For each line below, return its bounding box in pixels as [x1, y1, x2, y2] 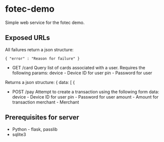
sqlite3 [12, 131, 26, 137]
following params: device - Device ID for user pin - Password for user [12, 70, 153, 76]
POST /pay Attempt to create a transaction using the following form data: [12, 89, 159, 95]
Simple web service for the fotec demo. [5, 20, 85, 25]
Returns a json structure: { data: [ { [5, 79, 75, 85]
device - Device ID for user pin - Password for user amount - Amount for [12, 94, 159, 100]
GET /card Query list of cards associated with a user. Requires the [12, 64, 145, 70]
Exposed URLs [5, 34, 50, 42]
